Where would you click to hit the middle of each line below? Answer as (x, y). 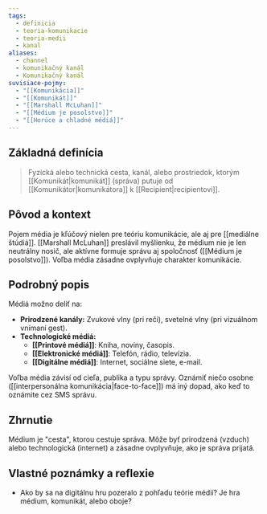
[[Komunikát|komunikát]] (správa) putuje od (101, 181)
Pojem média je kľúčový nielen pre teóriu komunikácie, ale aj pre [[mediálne (134, 234)
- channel (32, 61)
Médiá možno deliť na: (45, 304)
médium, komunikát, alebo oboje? (76, 501)
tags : (17, 16)
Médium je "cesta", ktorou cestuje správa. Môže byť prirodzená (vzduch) (129, 439)
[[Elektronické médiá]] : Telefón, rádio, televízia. (111, 353)
